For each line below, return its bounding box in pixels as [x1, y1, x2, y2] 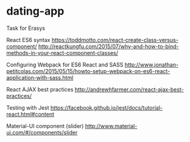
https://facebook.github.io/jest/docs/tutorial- [50, 104, 163, 111]
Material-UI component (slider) [6, 122, 84, 129]
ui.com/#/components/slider [6, 129, 78, 136]
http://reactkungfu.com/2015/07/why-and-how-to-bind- [38, 43, 180, 50]
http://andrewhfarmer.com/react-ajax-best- [74, 85, 184, 93]
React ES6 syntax [6, 36, 51, 43]
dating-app [6, 4, 65, 18]
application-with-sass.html [6, 74, 74, 81]
